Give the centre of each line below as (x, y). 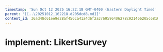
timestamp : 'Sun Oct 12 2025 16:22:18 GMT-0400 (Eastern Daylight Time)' (81, 9)
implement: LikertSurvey (56, 42)
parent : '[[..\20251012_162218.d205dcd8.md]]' (53, 14)
